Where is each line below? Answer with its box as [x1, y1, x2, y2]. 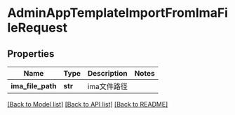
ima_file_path [11, 81, 58, 90]
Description [87, 69, 128, 78]
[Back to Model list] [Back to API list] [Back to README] [7, 100, 168, 108]
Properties [7, 48, 55, 60]
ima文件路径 [87, 82, 128, 91]
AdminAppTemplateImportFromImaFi [7, 5, 228, 21]
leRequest [7, 20, 68, 36]
